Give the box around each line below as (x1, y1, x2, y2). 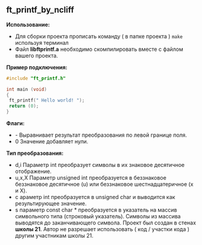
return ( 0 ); (8, 103, 39, 109)
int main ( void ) (6, 86, 47, 93)
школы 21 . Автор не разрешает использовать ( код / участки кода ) (14, 226, 190, 233)
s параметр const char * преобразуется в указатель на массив (14, 206, 177, 214)
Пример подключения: (6, 64, 68, 71)
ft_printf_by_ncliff (6, 5, 74, 15)
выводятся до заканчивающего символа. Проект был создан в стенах (14, 219, 197, 226)
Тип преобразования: (6, 149, 64, 157)
